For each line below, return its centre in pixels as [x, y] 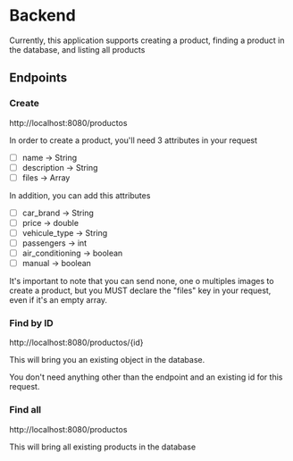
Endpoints [38, 78]
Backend [42, 16]
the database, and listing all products [77, 49]
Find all [25, 410]
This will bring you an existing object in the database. [107, 360]
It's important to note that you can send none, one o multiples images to [142, 281]
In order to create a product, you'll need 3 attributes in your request [133, 140]
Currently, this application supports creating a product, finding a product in [147, 40]
